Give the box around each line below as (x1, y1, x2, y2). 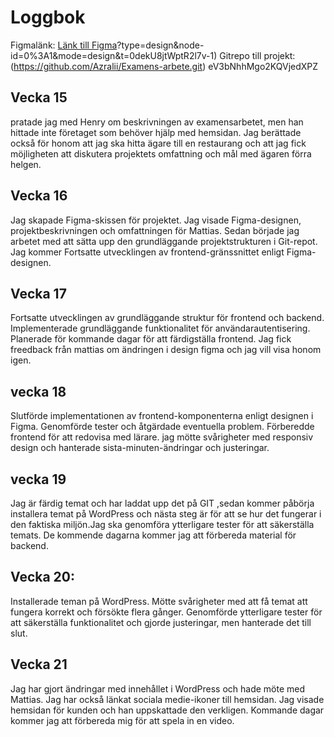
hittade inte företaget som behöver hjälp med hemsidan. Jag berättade (10, 126, 302, 138)
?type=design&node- (116, 39, 205, 51)
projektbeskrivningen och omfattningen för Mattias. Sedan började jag (10, 224, 300, 236)
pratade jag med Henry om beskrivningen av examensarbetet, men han (10, 116, 304, 128)
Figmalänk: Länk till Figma (10, 39, 118, 51)
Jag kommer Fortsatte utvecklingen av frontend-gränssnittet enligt (10, 246, 285, 258)
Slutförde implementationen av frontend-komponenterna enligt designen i (10, 410, 314, 422)
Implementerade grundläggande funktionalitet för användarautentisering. (10, 322, 311, 335)
